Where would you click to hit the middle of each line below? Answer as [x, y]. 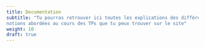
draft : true [21, 35]
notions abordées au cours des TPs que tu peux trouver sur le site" [97, 23]
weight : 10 [20, 29]
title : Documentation [34, 12]
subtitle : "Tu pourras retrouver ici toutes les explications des [92, 18]
